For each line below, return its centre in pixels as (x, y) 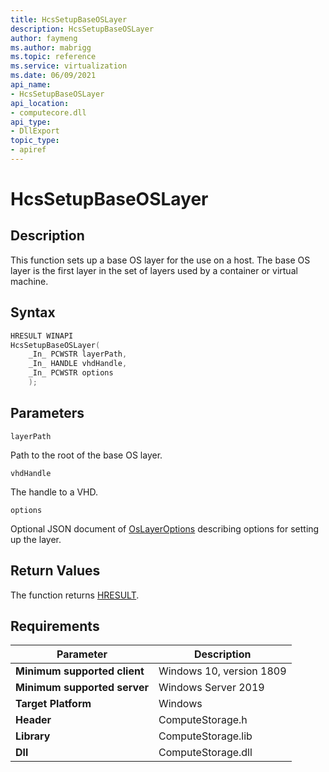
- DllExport (35, 131)
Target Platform (53, 704)
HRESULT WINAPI (42, 336)
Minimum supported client (80, 671)
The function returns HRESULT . (75, 595)
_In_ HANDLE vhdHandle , (78, 364)
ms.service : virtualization (69, 66)
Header (33, 720)
